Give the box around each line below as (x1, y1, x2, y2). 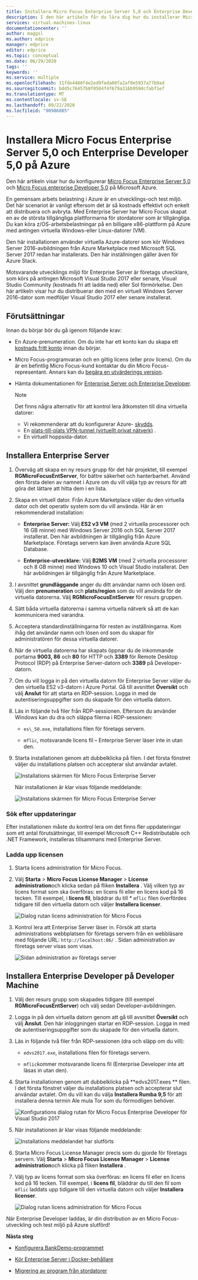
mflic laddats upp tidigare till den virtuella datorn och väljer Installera (14, 1186, 184, 1193)
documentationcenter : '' (6, 25, 67, 31)
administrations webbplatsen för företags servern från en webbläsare (14, 930, 183, 937)
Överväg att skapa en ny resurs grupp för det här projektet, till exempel (14, 466, 187, 473)
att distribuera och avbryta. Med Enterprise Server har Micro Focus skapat (6, 208, 187, 215)
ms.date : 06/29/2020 (6, 58, 57, 64)
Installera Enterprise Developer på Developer (6, 971, 175, 981)
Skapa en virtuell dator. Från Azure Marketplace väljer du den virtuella (14, 496, 184, 503)
